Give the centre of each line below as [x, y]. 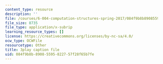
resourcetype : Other [26, 45]
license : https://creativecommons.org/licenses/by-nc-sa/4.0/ [69, 37]
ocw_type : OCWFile [24, 41]
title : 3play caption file [32, 50]
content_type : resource [29, 9]
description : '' [21, 14]
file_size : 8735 [21, 23]
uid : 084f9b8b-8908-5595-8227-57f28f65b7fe [50, 54]
